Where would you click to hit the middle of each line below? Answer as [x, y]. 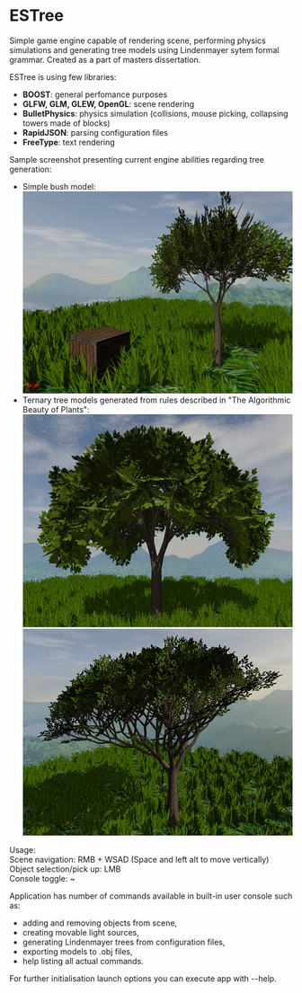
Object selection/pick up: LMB [65, 869]
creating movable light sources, [80, 932]
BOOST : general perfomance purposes [95, 94]
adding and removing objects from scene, [100, 923]
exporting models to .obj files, [77, 951]
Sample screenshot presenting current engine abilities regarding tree [137, 159]
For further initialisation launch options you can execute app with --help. [143, 978]
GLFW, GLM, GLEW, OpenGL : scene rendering [108, 103]
